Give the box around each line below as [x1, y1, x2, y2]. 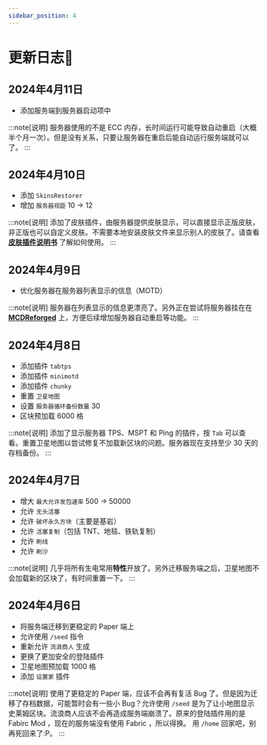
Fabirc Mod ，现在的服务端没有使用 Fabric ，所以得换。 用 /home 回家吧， [8, 718, 249, 727]
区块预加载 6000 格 [19, 411, 84, 421]
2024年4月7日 [8, 474, 80, 487]
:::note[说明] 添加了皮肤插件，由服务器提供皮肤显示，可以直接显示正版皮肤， [8, 217, 260, 228]
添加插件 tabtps [19, 361, 72, 371]
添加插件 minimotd [19, 371, 80, 381]
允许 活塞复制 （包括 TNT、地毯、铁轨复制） [19, 526, 160, 536]
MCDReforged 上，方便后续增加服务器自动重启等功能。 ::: [8, 313, 199, 323]
